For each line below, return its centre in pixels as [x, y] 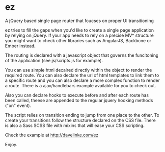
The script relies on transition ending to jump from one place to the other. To [82, 115]
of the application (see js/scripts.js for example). [54, 60]
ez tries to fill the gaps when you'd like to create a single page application [80, 30]
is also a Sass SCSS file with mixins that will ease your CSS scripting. [75, 125]
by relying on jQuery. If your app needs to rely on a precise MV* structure [79, 35]
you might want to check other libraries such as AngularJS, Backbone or [78, 40]
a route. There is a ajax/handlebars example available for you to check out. [81, 85]
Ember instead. [20, 46]
